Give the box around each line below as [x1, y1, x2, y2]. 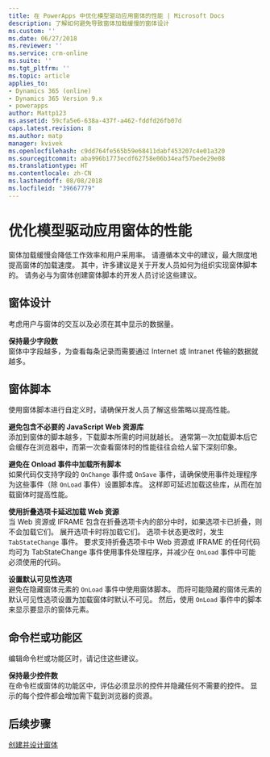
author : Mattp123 [8, 110, 67, 118]
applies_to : [8, 79, 48, 87]
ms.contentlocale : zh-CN [8, 169, 92, 178]
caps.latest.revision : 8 [8, 124, 92, 132]
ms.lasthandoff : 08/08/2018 [8, 177, 103, 186]
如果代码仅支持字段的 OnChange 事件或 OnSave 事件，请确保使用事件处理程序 [8, 470, 258, 479]
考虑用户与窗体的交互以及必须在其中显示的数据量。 [8, 319, 178, 328]
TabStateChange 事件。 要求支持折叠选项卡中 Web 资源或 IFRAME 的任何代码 [8, 537, 260, 547]
